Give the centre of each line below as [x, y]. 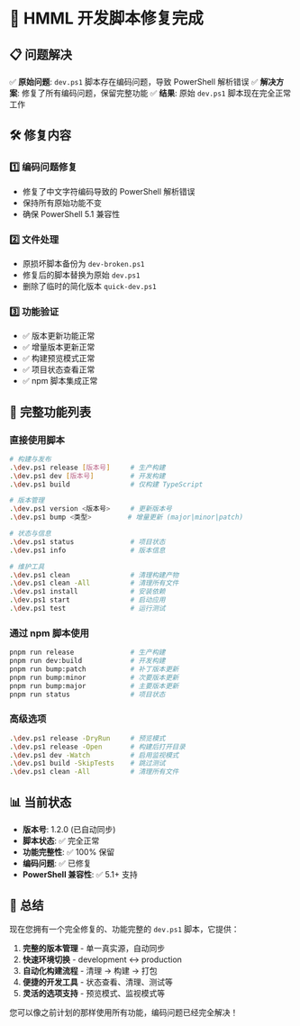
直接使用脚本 [37, 440]
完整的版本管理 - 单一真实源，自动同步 [94, 948]
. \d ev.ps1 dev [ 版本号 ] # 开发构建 [87, 476]
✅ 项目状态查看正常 [59, 369]
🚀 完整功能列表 [50, 412]
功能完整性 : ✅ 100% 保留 [68, 852]
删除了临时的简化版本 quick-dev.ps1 [89, 286]
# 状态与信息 [30, 534]
